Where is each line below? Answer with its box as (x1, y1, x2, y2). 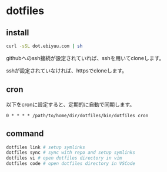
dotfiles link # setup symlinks (6, 144, 85, 150)
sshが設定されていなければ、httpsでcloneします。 (6, 67, 128, 74)
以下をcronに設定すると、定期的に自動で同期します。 (6, 101, 135, 108)
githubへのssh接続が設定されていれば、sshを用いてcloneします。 (6, 54, 165, 61)
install (6, 28, 29, 38)
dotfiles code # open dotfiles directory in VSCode (6, 161, 135, 167)
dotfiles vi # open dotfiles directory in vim (6, 155, 122, 161)
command (6, 128, 44, 139)
